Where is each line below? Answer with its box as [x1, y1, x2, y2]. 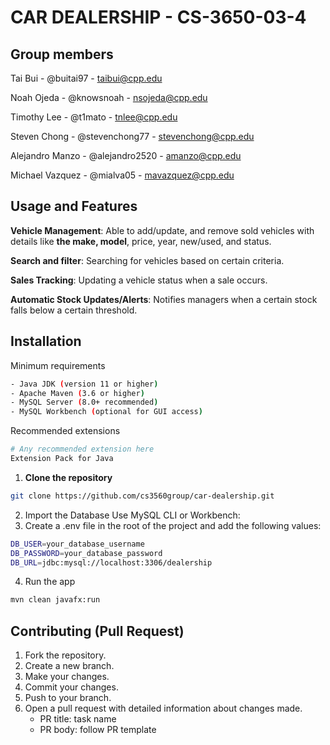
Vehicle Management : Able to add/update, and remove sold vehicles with [10, 224, 315, 236]
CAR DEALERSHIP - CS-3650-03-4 [10, 6, 307, 29]
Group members [10, 46, 114, 63]
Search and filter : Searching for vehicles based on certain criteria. [10, 254, 285, 266]
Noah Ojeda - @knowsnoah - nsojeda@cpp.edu [10, 92, 208, 103]
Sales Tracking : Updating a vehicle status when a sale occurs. [10, 274, 268, 286]
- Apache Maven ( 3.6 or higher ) [10, 388, 145, 398]
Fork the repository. [24, 649, 107, 661]
